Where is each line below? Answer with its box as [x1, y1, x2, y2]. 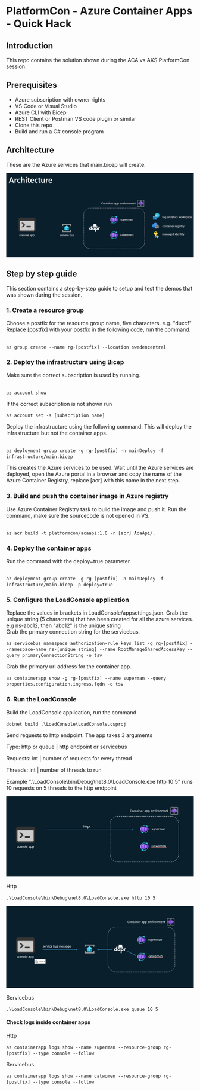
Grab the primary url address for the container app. [6, 663, 132, 670]
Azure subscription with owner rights [14, 96, 106, 103]
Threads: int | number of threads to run [6, 766, 102, 774]
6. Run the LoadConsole [6, 695, 77, 704]
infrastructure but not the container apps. [6, 429, 108, 437]
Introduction [6, 41, 54, 51]
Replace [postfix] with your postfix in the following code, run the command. [6, 326, 191, 333]
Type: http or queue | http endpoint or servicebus [6, 743, 127, 750]
